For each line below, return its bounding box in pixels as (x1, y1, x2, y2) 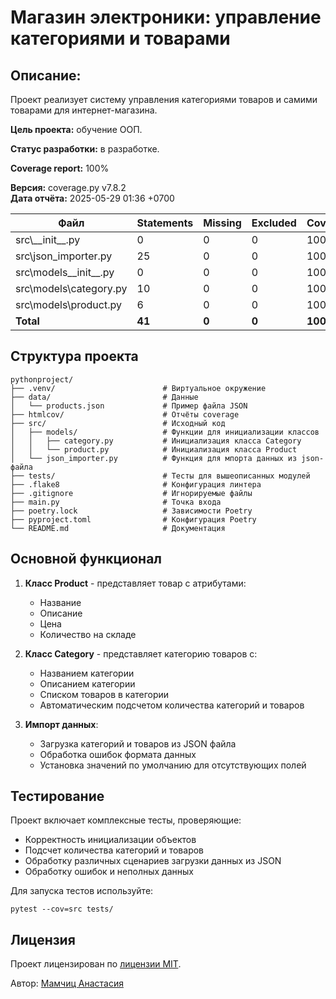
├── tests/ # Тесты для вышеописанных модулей (10, 471, 311, 481)
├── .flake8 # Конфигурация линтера (10, 479, 262, 490)
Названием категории (39, 667, 135, 679)
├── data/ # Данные (10, 392, 199, 402)
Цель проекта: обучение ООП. (10, 124, 143, 135)
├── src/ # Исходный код (10, 418, 226, 428)
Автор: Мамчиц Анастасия (10, 977, 124, 990)
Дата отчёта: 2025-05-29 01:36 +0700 (10, 192, 175, 204)
